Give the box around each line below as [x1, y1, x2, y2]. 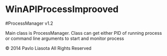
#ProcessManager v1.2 [5, 20, 53, 26]
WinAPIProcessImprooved [5, 4, 119, 15]
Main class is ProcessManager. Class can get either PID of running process [5, 30, 162, 36]
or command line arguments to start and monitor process [5, 35, 124, 41]
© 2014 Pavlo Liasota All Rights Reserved [5, 45, 92, 51]
